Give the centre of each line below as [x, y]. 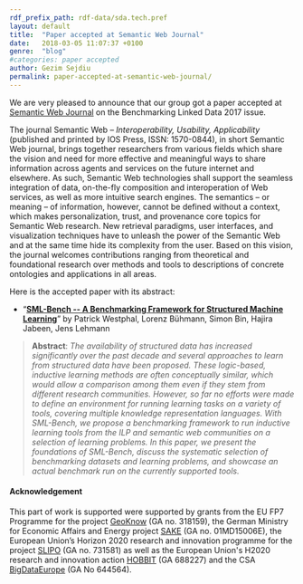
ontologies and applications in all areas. [83, 273]
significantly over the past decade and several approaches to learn [157, 355]
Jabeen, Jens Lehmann [66, 328]
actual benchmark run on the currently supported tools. [135, 471]
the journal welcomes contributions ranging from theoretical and [129, 254]
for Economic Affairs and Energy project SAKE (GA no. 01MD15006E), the [146, 531]
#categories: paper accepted [64, 60]
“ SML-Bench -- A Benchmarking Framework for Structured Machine [153, 309]
